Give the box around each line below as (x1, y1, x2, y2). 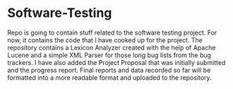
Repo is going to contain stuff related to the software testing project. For (7, 28, 217, 37)
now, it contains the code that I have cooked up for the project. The (7, 35, 203, 44)
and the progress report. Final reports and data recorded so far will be (7, 66, 211, 74)
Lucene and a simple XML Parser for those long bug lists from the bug (7, 51, 212, 59)
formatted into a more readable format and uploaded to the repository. (7, 73, 212, 82)
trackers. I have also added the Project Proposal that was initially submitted (7, 58, 226, 66)
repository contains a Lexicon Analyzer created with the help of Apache (7, 43, 216, 52)
